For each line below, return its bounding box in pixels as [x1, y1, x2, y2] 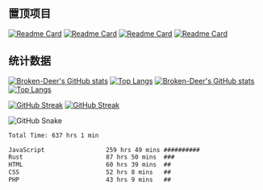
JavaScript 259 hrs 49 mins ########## [8, 146, 200, 154]
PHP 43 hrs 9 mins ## [8, 176, 172, 184]
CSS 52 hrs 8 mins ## [8, 168, 172, 176]
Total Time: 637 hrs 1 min [8, 131, 99, 139]
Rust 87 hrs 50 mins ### [8, 153, 175, 162]
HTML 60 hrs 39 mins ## [8, 161, 172, 169]
